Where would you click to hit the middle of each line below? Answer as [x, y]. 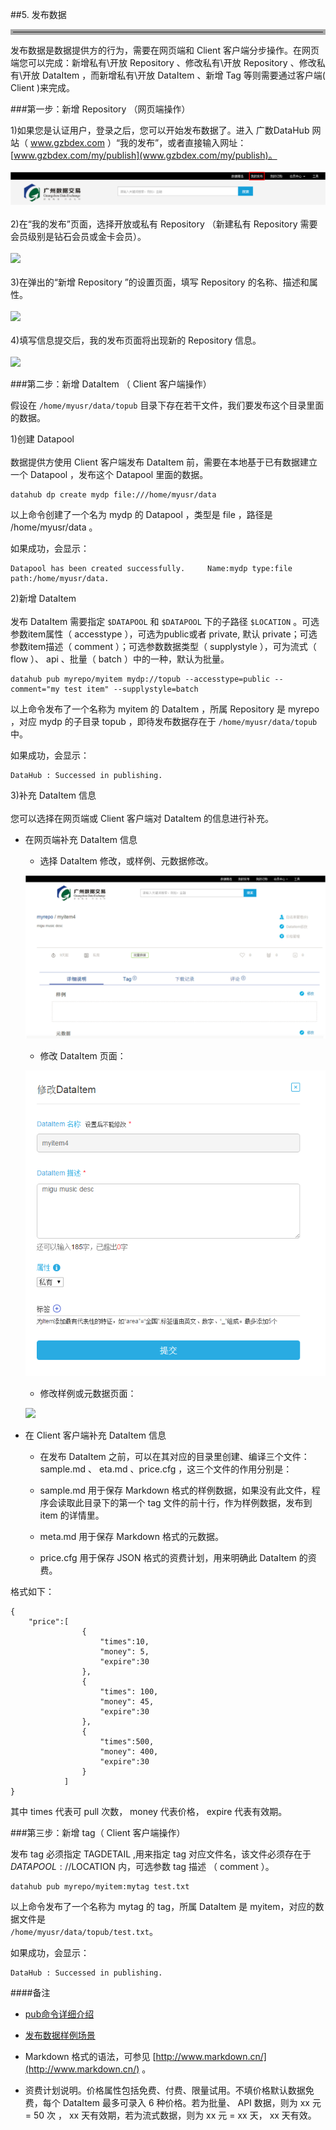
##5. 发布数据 [38, 14]
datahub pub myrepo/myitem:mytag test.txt [100, 1886]
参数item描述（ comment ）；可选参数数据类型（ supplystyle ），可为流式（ [163, 646]
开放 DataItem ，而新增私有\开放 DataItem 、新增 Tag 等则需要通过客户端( [174, 75]
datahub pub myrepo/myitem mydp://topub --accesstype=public [140, 679]
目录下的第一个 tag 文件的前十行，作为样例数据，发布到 [198, 1502]
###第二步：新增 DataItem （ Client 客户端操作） [111, 384]
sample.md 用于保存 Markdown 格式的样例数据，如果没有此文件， [175, 1490]
